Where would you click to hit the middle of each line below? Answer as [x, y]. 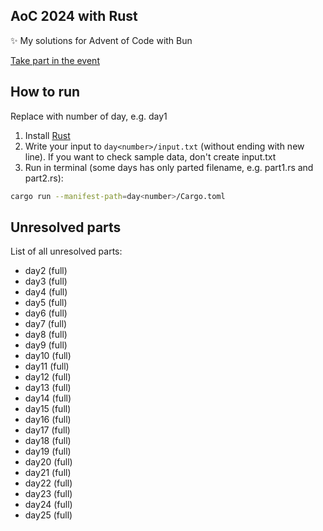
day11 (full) [47, 366]
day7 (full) [46, 324]
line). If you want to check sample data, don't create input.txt [150, 156]
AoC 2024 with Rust [74, 16]
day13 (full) [48, 388]
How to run [45, 92]
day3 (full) [46, 281]
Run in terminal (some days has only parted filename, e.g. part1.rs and [169, 167]
